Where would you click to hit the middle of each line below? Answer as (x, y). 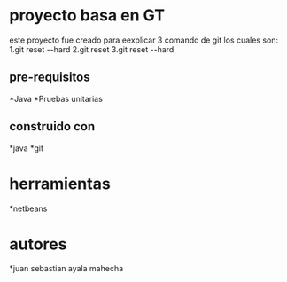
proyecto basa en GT (87, 16)
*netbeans (28, 208)
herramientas (60, 184)
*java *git (27, 148)
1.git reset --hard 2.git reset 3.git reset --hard (92, 49)
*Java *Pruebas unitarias (56, 98)
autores (38, 244)
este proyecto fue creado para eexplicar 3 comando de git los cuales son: (144, 40)
